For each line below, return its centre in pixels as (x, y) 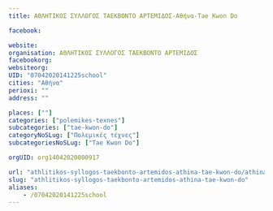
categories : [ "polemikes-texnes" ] (67, 120)
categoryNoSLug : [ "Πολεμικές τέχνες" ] (74, 136)
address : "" (28, 98)
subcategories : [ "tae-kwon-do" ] (63, 128)
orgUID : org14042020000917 (54, 157)
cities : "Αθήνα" (36, 83)
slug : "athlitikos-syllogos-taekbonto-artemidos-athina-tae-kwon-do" (129, 179)
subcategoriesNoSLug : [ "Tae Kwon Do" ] (74, 143)
